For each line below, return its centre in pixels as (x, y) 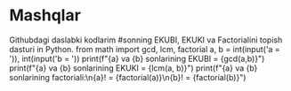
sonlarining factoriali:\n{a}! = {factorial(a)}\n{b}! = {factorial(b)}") (128, 77)
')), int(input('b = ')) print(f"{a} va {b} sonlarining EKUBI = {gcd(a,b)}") (137, 58)
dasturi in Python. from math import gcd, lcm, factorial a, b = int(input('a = (145, 49)
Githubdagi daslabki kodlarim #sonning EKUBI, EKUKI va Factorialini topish (146, 40)
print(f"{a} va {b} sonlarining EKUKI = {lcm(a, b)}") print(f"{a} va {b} (133, 68)
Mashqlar (45, 15)
